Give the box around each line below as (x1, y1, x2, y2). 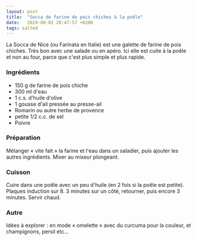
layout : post (6, 8, 38, 15)
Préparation (6, 133, 41, 142)
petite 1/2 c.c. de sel (14, 113, 64, 120)
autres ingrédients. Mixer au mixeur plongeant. (6, 153, 119, 160)
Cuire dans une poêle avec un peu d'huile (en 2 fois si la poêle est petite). (6, 182, 184, 189)
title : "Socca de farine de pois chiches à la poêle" (6, 14, 143, 20)
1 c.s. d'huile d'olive (14, 94, 63, 101)
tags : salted (6, 25, 38, 31)
